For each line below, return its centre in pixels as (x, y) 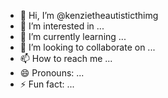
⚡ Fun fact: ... (47, 84)
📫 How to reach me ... (66, 58)
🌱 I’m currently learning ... (73, 36)
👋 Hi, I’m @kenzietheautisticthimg (89, 15)
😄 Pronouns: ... (52, 73)
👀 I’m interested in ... (62, 26)
